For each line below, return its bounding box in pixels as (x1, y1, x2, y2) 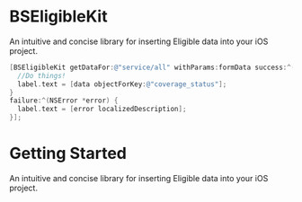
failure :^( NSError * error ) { (9, 96, 119, 105)
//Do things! (17, 71, 67, 80)
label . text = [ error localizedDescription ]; (17, 105, 187, 114)
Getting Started (9, 144, 128, 163)
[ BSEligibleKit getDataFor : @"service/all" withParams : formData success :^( (9, 63, 296, 72)
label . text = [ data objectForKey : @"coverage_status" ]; (17, 79, 227, 89)
